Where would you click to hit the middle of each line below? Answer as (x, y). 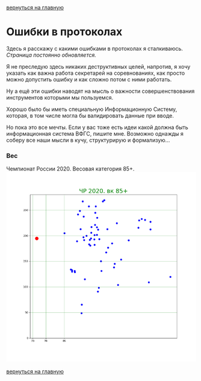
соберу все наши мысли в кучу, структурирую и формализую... (88, 140)
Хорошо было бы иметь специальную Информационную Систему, (92, 109)
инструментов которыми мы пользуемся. (60, 97)
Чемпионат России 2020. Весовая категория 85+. (70, 169)
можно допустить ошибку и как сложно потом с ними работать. (89, 79)
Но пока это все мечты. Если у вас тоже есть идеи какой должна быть (97, 127)
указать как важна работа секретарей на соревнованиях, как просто (96, 73)
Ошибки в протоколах (64, 32)
